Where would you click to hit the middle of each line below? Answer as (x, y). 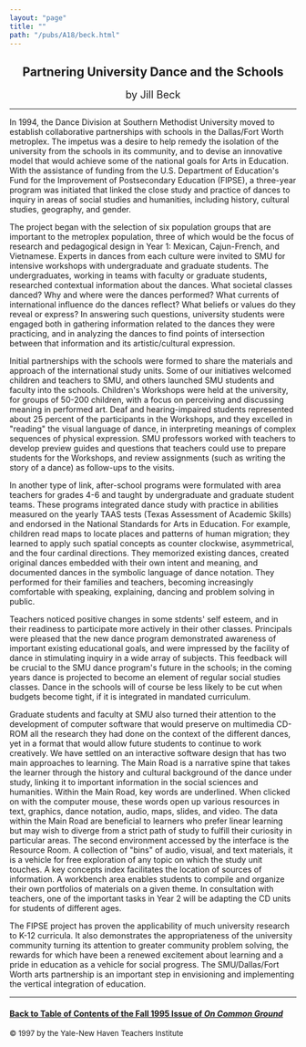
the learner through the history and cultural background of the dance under (151, 772)
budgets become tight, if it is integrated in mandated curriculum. (130, 697)
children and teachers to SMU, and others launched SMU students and (142, 380)
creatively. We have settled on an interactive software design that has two (148, 753)
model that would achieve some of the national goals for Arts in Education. (149, 161)
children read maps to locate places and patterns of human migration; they (149, 534)
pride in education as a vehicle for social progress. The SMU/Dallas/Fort (144, 965)
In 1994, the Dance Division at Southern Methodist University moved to (142, 122)
